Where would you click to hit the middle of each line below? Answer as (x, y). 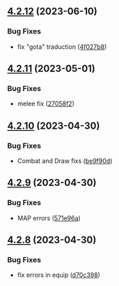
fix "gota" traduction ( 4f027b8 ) (62, 47)
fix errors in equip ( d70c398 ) (59, 275)
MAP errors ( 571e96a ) (49, 218)
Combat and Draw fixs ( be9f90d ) (65, 161)
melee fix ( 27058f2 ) (46, 103)
